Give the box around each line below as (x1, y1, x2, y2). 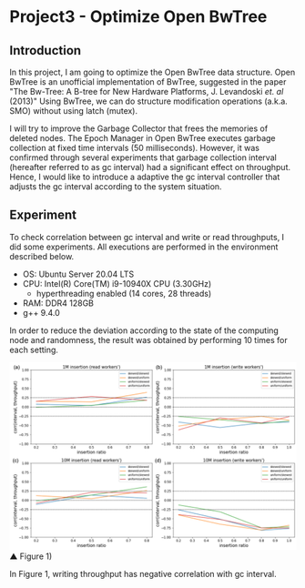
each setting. (9, 344, 59, 355)
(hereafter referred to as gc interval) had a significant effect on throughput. (9, 162, 291, 172)
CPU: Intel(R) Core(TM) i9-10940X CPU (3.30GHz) (22, 278, 212, 289)
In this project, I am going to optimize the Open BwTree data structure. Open (9, 66, 296, 77)
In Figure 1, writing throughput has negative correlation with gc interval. (9, 568, 278, 579)
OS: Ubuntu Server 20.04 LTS (22, 269, 135, 279)
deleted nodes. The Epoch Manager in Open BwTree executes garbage (9, 133, 276, 143)
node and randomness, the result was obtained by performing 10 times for (9, 334, 289, 345)
